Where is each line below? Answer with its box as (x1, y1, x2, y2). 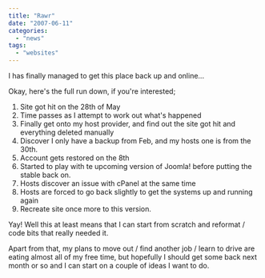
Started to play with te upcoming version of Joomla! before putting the (19, 162, 252, 171)
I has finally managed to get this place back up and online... (8, 71, 205, 80)
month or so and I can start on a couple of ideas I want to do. (8, 261, 210, 270)
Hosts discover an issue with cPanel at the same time (19, 179, 196, 188)
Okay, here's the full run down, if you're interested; (8, 87, 176, 96)
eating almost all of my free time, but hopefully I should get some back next (8, 252, 258, 261)
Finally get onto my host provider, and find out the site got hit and (19, 119, 236, 128)
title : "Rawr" (8, 11, 56, 20)
